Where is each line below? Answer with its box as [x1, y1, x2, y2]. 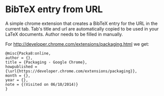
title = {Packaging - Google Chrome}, [5, 59, 87, 65]
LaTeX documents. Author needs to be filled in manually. [5, 31, 123, 37]
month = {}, [5, 73, 30, 78]
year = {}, [5, 77, 28, 82]
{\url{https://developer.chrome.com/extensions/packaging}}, [5, 69, 138, 74]
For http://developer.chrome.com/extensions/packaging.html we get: [5, 41, 150, 47]
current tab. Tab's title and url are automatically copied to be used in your [5, 25, 159, 31]
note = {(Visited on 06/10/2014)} [5, 82, 79, 87]
